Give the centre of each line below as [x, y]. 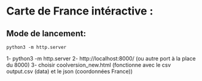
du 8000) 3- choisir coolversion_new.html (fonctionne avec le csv [89, 65]
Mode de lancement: [46, 34]
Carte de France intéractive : [80, 11]
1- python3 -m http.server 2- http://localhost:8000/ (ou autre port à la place [101, 58]
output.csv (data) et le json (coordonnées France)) [69, 71]
